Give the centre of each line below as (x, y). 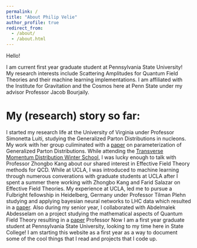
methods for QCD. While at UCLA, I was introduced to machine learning (93, 170)
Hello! (13, 56)
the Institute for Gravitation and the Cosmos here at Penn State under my (94, 86)
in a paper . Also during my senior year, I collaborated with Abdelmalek (91, 207)
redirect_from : (25, 28)
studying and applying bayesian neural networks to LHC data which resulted (98, 201)
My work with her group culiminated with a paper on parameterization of (94, 144)
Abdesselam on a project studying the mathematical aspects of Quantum (94, 213)
